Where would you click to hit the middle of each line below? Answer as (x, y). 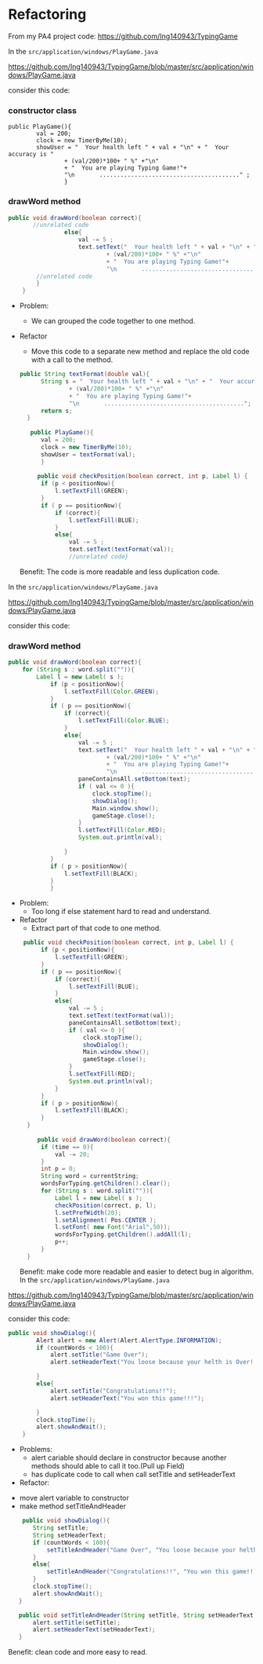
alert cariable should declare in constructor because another (129, 1457)
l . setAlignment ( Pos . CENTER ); (106, 1220)
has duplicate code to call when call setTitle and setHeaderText (133, 1475)
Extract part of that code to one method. (96, 928)
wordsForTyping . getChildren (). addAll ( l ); (123, 1234)
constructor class (42, 110)
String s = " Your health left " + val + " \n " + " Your (137, 382)
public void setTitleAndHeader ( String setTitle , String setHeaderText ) (138, 1615)
